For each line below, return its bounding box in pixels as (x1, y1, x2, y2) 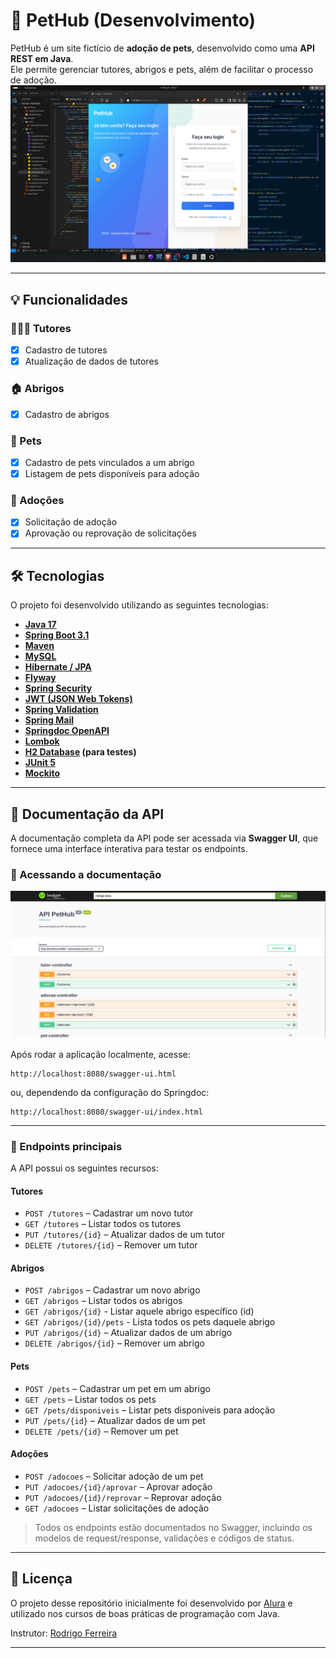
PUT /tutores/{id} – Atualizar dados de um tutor (24, 1229, 225, 1241)
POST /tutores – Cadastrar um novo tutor (24, 1207, 194, 1219)
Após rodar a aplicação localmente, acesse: (10, 1048, 191, 1060)
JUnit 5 (24, 757, 56, 769)
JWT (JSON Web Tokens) (24, 693, 133, 705)
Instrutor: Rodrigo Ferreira (10, 1627, 118, 1639)
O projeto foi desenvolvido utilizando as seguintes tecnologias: (10, 599, 269, 611)
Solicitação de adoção (24, 516, 118, 528)
